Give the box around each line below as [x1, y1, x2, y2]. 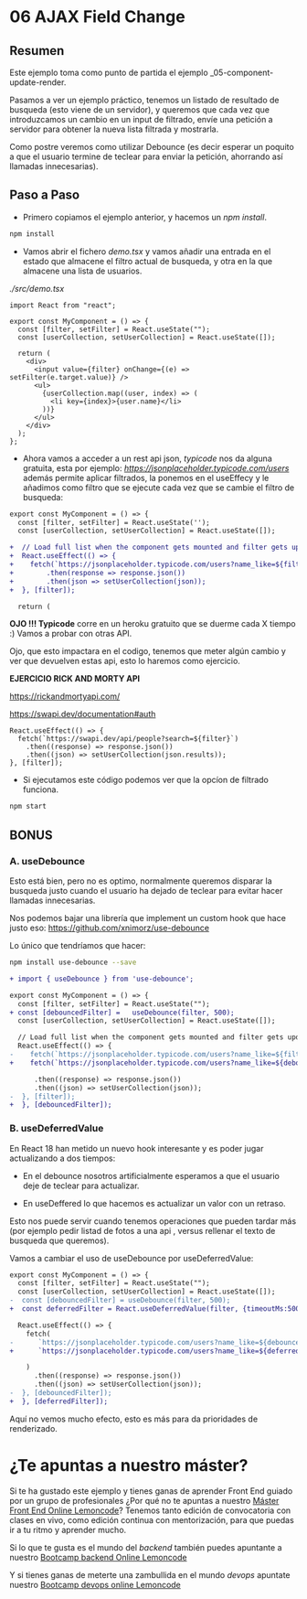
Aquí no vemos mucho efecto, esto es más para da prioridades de [9, 1413, 259, 1424]
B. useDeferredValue [9, 1122, 104, 1135]
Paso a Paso [9, 188, 80, 203]
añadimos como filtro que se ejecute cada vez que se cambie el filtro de [22, 482, 295, 493]
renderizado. [9, 1422, 58, 1433]
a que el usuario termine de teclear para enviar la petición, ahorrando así [9, 151, 283, 162]
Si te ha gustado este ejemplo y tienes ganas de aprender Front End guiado [9, 1485, 293, 1497]
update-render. [9, 77, 67, 88]
